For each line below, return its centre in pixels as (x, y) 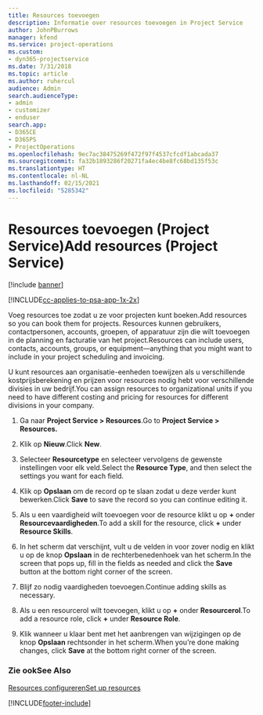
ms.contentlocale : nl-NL (49, 176)
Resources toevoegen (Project (109, 229)
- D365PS (22, 139)
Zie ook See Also (40, 670)
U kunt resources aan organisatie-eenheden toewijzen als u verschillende (126, 372)
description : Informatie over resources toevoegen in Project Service (126, 23)
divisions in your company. (51, 405)
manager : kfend (33, 37)
